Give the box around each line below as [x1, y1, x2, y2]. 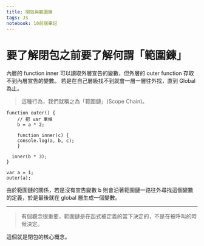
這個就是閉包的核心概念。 [6, 233, 70, 241]
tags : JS [6, 15, 29, 21]
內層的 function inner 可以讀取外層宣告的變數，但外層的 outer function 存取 [6, 69, 194, 77]
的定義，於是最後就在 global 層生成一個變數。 [6, 194, 121, 202]
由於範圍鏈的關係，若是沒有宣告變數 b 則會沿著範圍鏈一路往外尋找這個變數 [6, 186, 194, 194]
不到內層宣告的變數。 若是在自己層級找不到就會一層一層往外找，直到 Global [6, 77, 196, 85]
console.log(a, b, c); [17, 138, 75, 144]
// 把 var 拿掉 [17, 116, 53, 122]
